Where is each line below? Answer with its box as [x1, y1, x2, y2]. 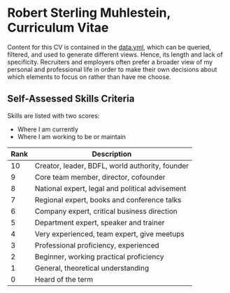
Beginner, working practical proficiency [34, 252, 164, 262]
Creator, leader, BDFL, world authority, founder [34, 161, 189, 171]
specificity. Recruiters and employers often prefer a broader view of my [7, 57, 213, 66]
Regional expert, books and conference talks [34, 194, 182, 204]
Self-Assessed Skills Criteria [7, 93, 135, 105]
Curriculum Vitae [7, 20, 109, 36]
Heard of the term [34, 274, 94, 284]
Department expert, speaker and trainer [34, 217, 165, 227]
